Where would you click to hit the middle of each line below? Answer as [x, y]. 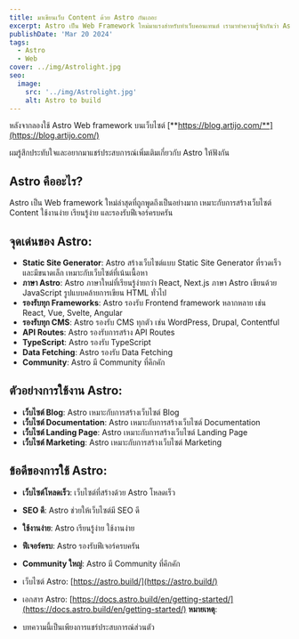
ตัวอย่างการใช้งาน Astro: [66, 391]
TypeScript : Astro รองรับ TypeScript [86, 342]
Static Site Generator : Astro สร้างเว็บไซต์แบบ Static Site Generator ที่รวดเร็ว [152, 263]
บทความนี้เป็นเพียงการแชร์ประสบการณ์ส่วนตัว [88, 627]
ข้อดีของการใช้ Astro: [58, 471]
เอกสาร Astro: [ [47, 599]
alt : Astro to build [63, 100]
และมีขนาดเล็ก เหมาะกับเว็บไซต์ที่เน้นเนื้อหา [85, 273]
